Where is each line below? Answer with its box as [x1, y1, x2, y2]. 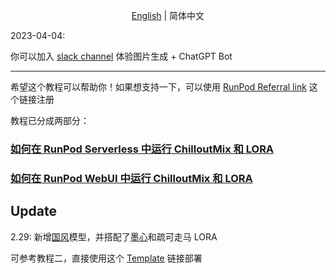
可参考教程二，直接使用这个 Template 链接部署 [10, 252, 203, 264]
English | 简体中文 [131, 10, 205, 21]
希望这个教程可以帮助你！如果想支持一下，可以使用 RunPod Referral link [10, 81, 307, 93]
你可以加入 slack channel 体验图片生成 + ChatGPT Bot [10, 50, 233, 62]
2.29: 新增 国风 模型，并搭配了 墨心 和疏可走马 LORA [10, 230, 218, 243]
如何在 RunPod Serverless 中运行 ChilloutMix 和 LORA [10, 142, 275, 156]
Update [10, 203, 58, 220]
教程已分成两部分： [10, 115, 90, 126]
